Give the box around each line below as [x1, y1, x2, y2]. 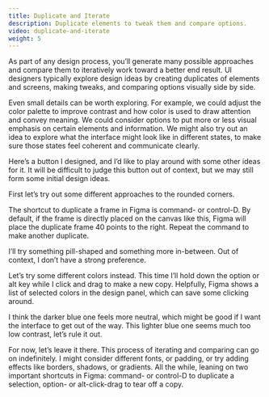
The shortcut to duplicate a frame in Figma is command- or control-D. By [8, 205, 251, 215]
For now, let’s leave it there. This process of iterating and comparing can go [8, 345, 260, 355]
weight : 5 [8, 34, 42, 43]
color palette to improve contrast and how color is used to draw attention [8, 107, 251, 116]
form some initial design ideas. [8, 174, 111, 184]
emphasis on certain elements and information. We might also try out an [8, 124, 248, 133]
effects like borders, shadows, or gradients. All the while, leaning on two [8, 362, 249, 372]
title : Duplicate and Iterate [8, 11, 111, 20]
